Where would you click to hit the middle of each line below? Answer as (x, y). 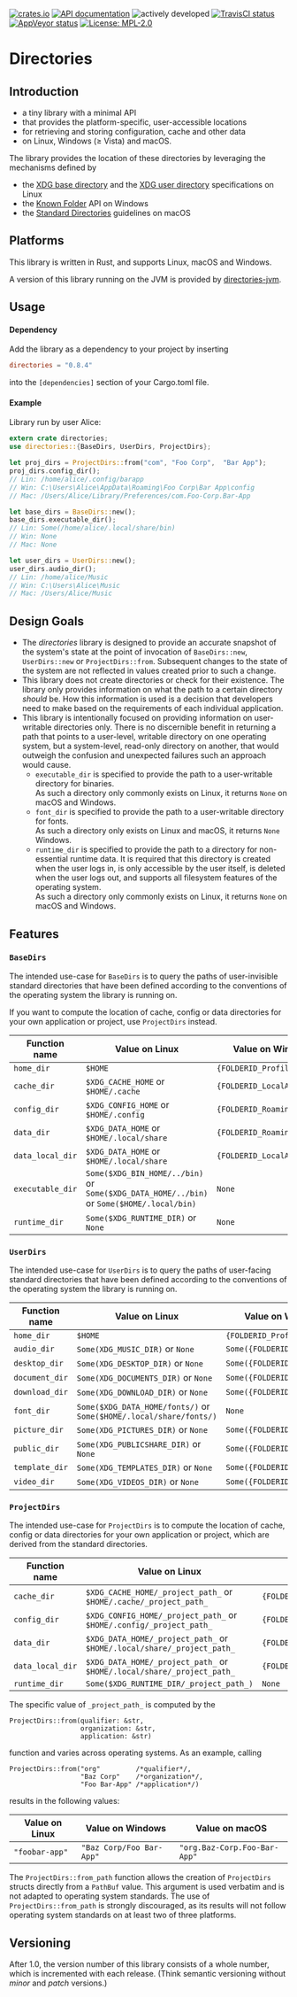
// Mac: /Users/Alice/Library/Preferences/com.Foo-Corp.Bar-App (130, 496)
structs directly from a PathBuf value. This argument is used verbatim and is (147, 1887)
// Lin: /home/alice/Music (59, 577)
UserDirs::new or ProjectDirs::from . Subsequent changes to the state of (155, 662)
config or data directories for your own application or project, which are (139, 1535)
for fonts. (52, 821)
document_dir (41, 1378)
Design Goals (46, 621)
